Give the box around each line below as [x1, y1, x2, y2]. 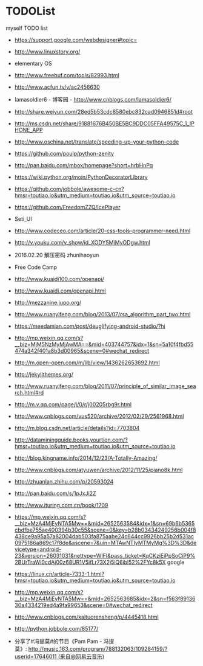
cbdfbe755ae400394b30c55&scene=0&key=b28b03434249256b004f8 [14, 526, 196, 533]
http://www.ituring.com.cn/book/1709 [14, 501, 108, 508]
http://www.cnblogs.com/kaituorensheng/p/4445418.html [14, 613, 159, 620]
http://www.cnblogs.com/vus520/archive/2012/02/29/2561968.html [14, 412, 184, 420]
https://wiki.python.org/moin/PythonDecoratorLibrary [14, 173, 148, 181]
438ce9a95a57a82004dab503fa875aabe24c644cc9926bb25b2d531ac [14, 532, 195, 539]
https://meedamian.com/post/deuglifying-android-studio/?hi [14, 322, 165, 330]
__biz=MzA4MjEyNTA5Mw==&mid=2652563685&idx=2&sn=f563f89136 [14, 595, 196, 602]
